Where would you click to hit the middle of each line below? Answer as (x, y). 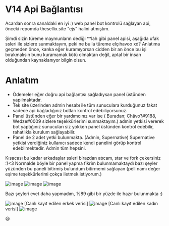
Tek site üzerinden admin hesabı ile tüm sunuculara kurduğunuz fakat (85, 105)
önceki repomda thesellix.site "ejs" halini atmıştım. (58, 28)
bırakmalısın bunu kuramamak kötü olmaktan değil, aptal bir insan (73, 55)
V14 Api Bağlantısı (44, 9)
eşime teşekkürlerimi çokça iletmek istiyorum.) (53, 174)
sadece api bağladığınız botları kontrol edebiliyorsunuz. (70, 110)
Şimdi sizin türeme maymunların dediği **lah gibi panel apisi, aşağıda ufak (82, 38)
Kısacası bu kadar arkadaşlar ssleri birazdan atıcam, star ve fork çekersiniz (83, 158)
